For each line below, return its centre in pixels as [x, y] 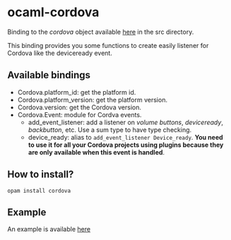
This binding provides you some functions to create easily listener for [108, 45]
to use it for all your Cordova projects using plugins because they [126, 145]
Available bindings [49, 75]
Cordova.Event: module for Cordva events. [79, 114]
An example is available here [49, 229]
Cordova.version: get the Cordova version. [79, 107]
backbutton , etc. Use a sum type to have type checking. [110, 130]
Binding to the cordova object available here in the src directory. [101, 32]
